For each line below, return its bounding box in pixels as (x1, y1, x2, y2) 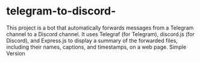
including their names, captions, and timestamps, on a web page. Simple (6, 43, 187, 51)
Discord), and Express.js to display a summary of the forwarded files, (6, 37, 178, 44)
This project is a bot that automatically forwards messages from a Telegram (6, 24, 194, 31)
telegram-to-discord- (6, 4, 116, 18)
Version (6, 49, 25, 57)
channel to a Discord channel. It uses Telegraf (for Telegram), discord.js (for (6, 30, 195, 37)
